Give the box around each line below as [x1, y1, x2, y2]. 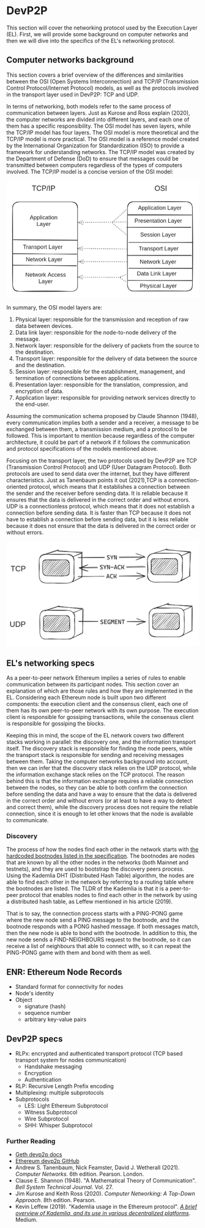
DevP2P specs [6, 1033, 63, 1044]
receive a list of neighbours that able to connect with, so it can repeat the [6, 942, 191, 950]
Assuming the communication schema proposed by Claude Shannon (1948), [6, 413, 199, 420]
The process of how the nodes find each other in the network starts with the [6, 845, 199, 853]
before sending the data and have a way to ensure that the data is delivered [6, 790, 197, 798]
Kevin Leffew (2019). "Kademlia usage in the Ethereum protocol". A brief [15, 1203, 198, 1210]
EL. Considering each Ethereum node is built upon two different [6, 694, 166, 701]
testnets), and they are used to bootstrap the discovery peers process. [6, 865, 185, 872]
